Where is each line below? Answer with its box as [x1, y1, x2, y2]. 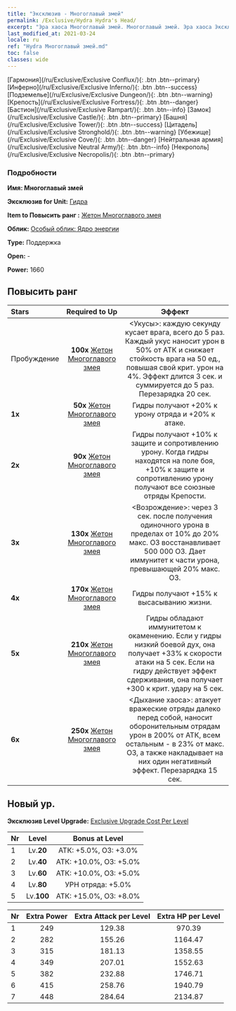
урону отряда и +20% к [134, 409, 216, 419]
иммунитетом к [148, 622, 202, 632]
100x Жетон [70, 345, 113, 355]
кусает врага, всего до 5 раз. [125, 327, 225, 337]
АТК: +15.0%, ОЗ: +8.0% [55, 891, 140, 901]
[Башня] [163, 113, 188, 121]
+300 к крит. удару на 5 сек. [126, 683, 224, 693]
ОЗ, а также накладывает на [126, 747, 223, 757]
